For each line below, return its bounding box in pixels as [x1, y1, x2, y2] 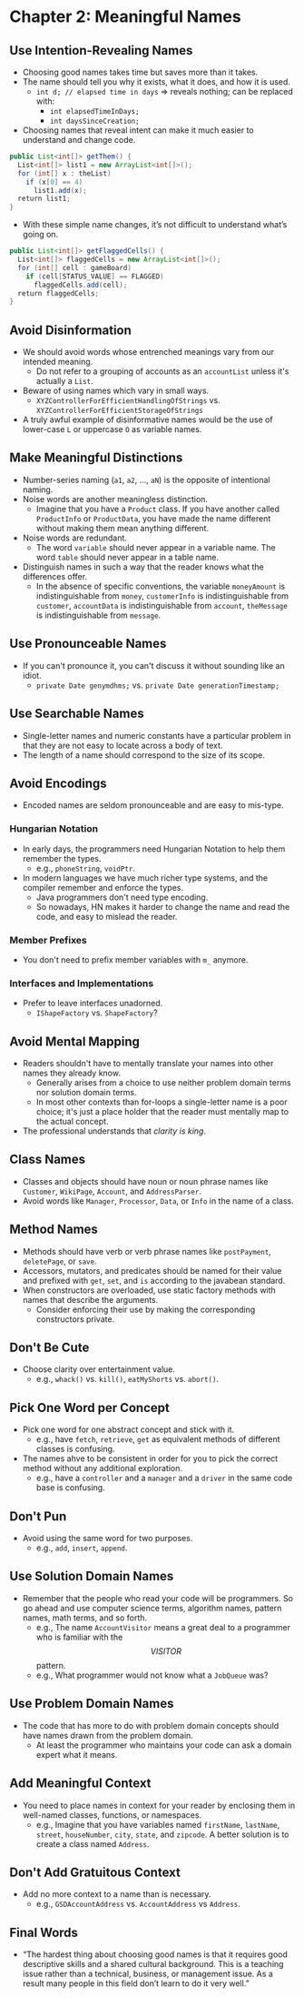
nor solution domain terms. [35, 1087, 137, 1098]
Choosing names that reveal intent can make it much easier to [22, 125, 254, 136]
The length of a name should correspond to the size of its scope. [22, 749, 266, 761]
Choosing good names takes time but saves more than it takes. [22, 66, 259, 77]
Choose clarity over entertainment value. [22, 1364, 175, 1375]
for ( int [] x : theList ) [17, 168, 112, 178]
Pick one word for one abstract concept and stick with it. [22, 1424, 235, 1435]
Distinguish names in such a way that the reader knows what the [22, 561, 265, 572]
